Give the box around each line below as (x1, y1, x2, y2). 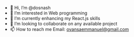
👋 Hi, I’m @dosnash (10, 5, 51, 10)
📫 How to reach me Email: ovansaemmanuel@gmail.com (10, 26, 129, 32)
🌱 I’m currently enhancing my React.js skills (10, 15, 101, 21)
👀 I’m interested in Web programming (10, 10, 88, 16)
